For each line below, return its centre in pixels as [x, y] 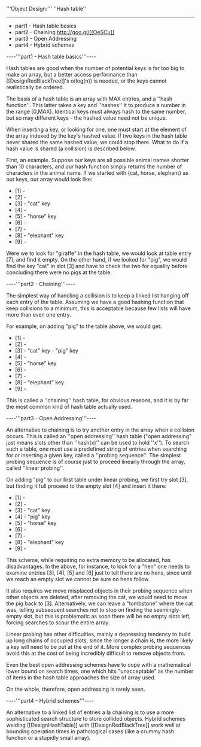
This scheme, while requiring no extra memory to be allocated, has [89, 560]
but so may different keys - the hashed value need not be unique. [87, 118]
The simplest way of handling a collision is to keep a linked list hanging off [98, 295]
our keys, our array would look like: [49, 179]
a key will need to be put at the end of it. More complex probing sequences [99, 647]
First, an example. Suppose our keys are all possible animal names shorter [98, 160]
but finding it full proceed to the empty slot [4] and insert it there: [86, 486]
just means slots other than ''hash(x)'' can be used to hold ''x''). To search [98, 443]
